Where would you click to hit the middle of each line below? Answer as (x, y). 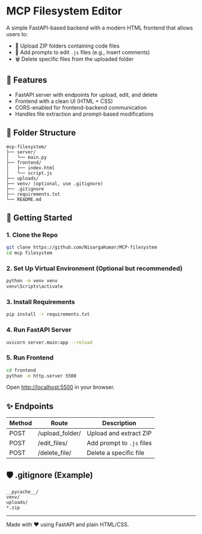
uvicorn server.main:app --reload (50, 342)
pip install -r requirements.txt (48, 314)
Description (119, 423)
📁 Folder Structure (41, 133)
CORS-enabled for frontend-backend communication (81, 107)
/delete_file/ (55, 453)
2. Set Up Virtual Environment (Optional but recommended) (94, 268)
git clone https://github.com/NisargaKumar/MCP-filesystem (82, 247)
